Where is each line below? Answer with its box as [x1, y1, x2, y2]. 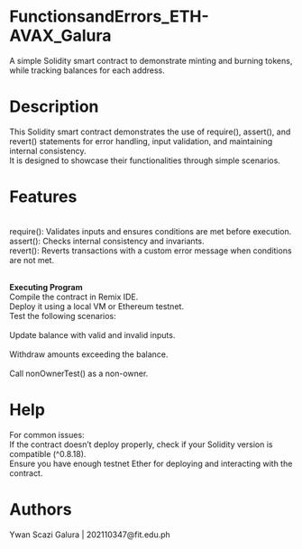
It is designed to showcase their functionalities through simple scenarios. [9, 155, 281, 166]
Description [9, 96, 99, 117]
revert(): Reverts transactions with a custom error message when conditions [9, 245, 292, 256]
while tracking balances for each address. [9, 65, 165, 76]
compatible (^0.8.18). [9, 448, 87, 459]
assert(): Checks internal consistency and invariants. [9, 235, 205, 246]
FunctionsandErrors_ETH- [9, 6, 209, 27]
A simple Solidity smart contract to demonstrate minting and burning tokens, [9, 55, 293, 66]
